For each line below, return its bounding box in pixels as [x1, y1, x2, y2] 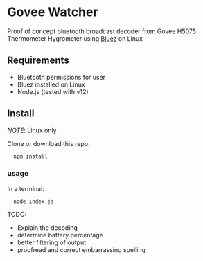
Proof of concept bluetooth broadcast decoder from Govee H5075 [7, 27, 196, 35]
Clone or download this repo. [7, 139, 90, 147]
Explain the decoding [17, 223, 78, 232]
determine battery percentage [17, 231, 104, 239]
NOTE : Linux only [7, 126, 57, 134]
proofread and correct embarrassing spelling [17, 245, 146, 253]
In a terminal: [7, 184, 45, 192]
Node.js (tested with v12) [17, 87, 89, 96]
